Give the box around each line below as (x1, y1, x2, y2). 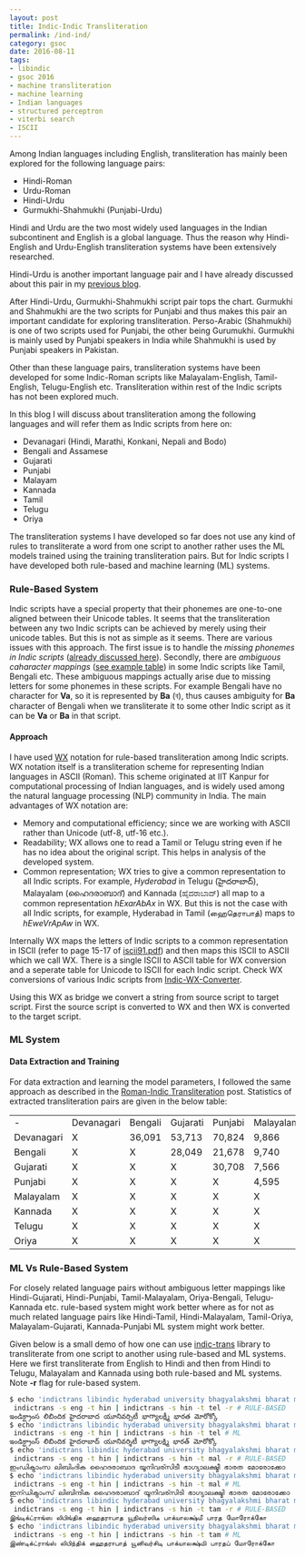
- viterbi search (9, 115, 75, 124)
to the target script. (9, 1011, 82, 1022)
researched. (9, 251, 54, 262)
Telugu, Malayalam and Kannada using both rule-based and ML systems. (9, 1367, 282, 1379)
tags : (9, 56, 30, 65)
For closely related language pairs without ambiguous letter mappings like (9, 1282, 286, 1293)
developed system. (22, 856, 94, 867)
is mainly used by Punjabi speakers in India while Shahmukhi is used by (9, 335, 277, 346)
